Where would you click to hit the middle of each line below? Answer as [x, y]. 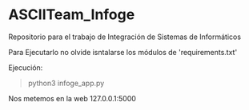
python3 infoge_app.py [66, 83]
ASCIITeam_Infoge [72, 15]
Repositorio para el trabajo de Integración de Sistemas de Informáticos [125, 37]
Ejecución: [26, 67]
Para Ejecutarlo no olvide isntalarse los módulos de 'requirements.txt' [123, 52]
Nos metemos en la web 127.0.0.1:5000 [72, 98]
